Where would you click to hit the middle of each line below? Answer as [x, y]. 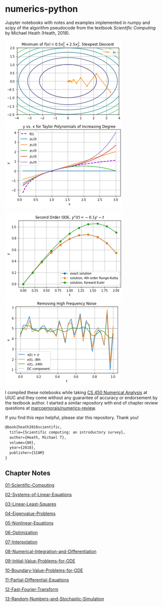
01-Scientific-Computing [30, 485]
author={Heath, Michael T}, [38, 437]
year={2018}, [23, 448]
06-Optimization [21, 532]
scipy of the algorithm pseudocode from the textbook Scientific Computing [81, 27]
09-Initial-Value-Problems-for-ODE [40, 561]
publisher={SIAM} [27, 453]
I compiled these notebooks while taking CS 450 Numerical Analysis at [76, 392]
